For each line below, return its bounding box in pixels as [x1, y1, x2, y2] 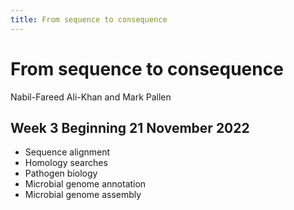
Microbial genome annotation [24, 178, 147, 190]
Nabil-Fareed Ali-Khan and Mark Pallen [10, 91, 172, 103]
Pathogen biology [24, 167, 98, 180]
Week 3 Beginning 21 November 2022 [10, 119, 250, 136]
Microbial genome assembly [24, 189, 142, 201]
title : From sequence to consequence [10, 14, 168, 25]
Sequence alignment [24, 146, 111, 158]
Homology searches [24, 157, 108, 169]
